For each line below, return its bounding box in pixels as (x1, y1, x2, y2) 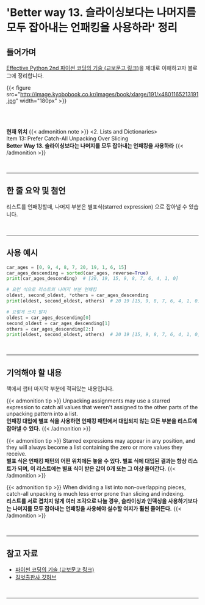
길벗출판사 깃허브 (15, 573, 57, 581)
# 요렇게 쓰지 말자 (6, 309, 47, 315)
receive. (6, 450, 27, 457)
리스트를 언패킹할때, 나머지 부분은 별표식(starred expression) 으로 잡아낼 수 (6, 202, 188, 210)
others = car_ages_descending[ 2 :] (6, 326, 95, 332)
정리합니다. (17, 72, 45, 79)
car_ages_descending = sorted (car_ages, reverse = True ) (6, 270, 149, 276)
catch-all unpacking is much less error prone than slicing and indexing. (6, 490, 185, 498)
